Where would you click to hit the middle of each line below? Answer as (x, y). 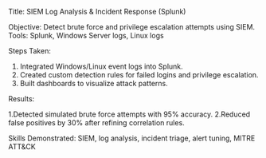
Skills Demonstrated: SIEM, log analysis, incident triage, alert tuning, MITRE (132, 138)
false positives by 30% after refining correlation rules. (96, 122)
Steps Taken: (30, 51)
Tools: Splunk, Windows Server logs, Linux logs (86, 36)
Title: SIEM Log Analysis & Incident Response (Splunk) (97, 12)
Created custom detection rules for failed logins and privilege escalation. (139, 75)
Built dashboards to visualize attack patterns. (94, 83)
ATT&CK (22, 146)
